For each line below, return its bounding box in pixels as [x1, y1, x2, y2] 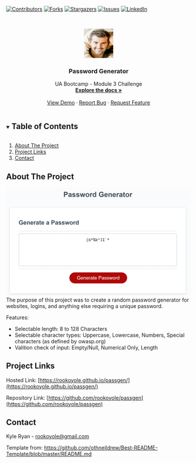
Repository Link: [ [6, 394, 49, 401]
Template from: [6, 444, 43, 451]
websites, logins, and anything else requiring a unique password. [6, 302, 163, 309]
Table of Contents [11, 121, 78, 131]
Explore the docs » [75, 87, 122, 94]
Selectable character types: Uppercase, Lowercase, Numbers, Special [14, 332, 185, 339]
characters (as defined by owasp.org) [14, 337, 106, 344]
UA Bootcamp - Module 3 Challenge [55, 80, 143, 87]
